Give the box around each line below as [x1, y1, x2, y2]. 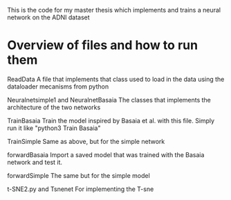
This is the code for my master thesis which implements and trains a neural [7, 6, 221, 14]
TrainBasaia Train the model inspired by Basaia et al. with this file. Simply [7, 116, 215, 125]
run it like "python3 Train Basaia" [7, 124, 101, 132]
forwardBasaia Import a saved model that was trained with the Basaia [7, 150, 205, 158]
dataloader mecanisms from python [7, 82, 109, 91]
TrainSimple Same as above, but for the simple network [7, 137, 165, 145]
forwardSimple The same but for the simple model [7, 171, 150, 179]
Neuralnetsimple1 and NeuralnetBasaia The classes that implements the [7, 96, 211, 104]
